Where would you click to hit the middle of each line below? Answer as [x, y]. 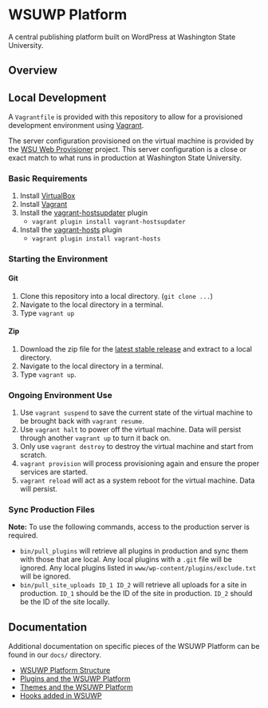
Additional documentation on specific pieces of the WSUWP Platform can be [134, 646]
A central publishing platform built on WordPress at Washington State [122, 37]
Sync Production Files [52, 509]
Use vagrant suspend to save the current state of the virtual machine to [136, 412]
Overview [33, 71]
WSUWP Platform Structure [65, 670]
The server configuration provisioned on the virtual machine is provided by [131, 141]
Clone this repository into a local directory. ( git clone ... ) [116, 296]
